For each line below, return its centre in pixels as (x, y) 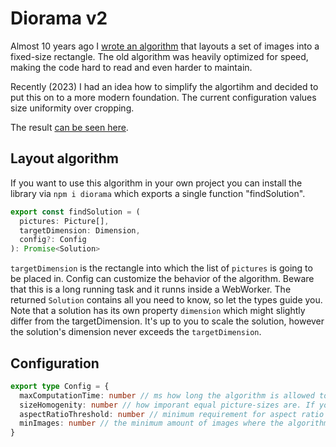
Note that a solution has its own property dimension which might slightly (158, 311)
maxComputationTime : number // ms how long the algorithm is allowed (167, 395)
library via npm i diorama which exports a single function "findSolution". (158, 193)
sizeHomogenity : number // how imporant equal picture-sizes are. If (167, 405)
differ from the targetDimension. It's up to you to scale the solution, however (167, 321)
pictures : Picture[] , (64, 221)
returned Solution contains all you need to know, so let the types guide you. (166, 300)
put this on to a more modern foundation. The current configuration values (163, 97)
